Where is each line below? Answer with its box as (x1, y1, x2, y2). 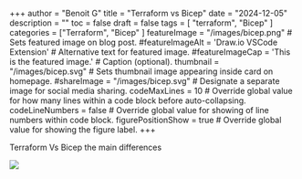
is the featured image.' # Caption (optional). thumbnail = (9, 57, 220, 67)
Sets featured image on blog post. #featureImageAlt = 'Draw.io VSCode (9, 37, 278, 47)
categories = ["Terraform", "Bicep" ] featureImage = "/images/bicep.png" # (9, 27, 293, 37)
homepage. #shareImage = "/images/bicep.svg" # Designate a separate (9, 76, 280, 86)
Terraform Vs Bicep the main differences (9, 142, 162, 153)
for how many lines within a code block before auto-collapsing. (9, 95, 246, 106)
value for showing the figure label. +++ (9, 124, 156, 135)
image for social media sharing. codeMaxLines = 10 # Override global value (9, 86, 294, 96)
